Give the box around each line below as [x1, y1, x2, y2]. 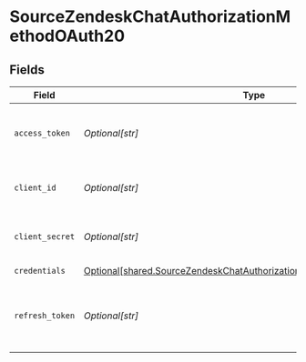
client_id [14, 183, 56, 193]
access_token [14, 128, 71, 138]
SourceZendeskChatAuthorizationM [9, 6, 291, 27]
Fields [9, 62, 46, 77]
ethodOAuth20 [9, 25, 126, 46]
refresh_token [14, 311, 76, 320]
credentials [14, 266, 66, 276]
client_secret [14, 232, 76, 242]
